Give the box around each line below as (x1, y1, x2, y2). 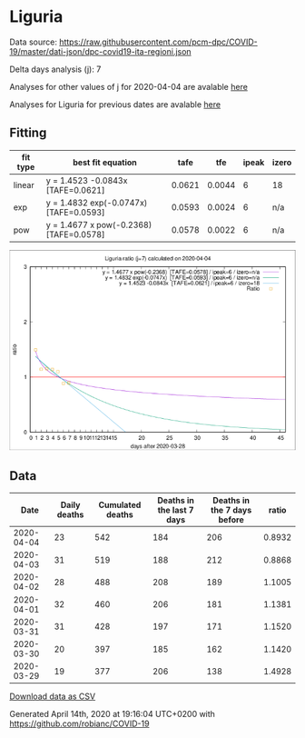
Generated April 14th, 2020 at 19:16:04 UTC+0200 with (9, 708, 216, 719)
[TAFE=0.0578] (45, 229, 105, 240)
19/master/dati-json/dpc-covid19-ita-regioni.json (9, 45, 192, 56)
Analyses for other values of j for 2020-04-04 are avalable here (9, 81, 248, 92)
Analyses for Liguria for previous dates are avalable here (9, 98, 221, 110)
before (218, 514, 244, 524)
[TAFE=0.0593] (45, 206, 105, 217)
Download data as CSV (9, 691, 96, 702)
